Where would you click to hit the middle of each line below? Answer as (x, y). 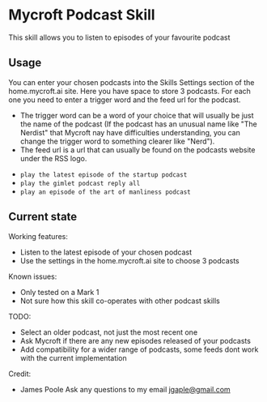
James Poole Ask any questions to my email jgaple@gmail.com (125, 389)
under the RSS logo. (53, 158)
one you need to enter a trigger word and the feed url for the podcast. (125, 100)
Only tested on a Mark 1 (59, 292)
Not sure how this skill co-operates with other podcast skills (120, 301)
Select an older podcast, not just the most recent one (109, 332)
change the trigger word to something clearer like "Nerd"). (117, 141)
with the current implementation (73, 357)
